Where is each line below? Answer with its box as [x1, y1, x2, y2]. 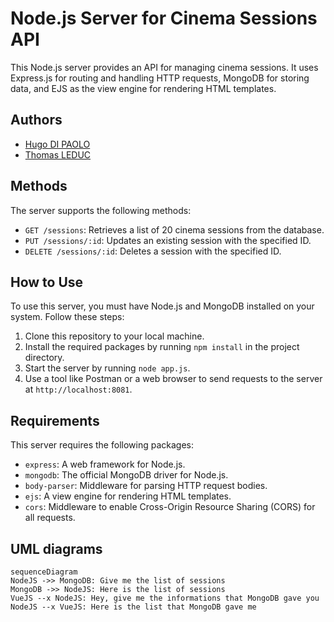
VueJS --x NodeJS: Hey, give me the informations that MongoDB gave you [10, 593, 320, 603]
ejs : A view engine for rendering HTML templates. [24, 490, 232, 502]
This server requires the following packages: [10, 439, 194, 451]
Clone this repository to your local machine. [24, 330, 205, 342]
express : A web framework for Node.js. [24, 458, 186, 471]
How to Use [10, 273, 84, 291]
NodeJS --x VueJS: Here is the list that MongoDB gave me [10, 602, 257, 612]
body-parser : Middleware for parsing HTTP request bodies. [24, 480, 268, 492]
